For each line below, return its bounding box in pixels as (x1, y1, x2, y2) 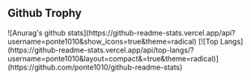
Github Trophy (7, 6, 82, 20)
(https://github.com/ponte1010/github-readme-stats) (7, 62, 183, 72)
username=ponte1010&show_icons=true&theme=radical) (7, 36, 198, 46)
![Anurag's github (7, 27, 66, 37)
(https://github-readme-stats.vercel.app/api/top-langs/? (7, 44, 195, 55)
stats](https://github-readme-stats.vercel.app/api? (67, 27, 236, 37)
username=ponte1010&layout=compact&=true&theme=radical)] (7, 53, 219, 63)
